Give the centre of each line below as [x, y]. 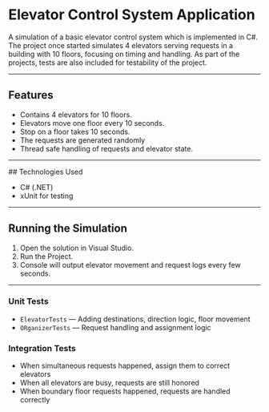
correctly [35, 400]
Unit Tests [29, 301]
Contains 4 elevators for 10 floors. [76, 115]
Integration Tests [42, 348]
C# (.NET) [36, 187]
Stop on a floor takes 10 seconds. [75, 131]
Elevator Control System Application [132, 15]
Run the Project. [46, 256]
